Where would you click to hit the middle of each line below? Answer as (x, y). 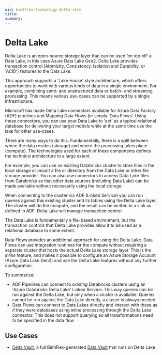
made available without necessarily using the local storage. (64, 186)
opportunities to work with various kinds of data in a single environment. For (81, 86)
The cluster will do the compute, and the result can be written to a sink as (78, 206)
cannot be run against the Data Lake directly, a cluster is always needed (84, 300)
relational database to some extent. (40, 231)
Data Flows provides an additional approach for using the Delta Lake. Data (79, 240)
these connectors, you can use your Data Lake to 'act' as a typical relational (81, 121)
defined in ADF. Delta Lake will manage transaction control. (64, 211)
